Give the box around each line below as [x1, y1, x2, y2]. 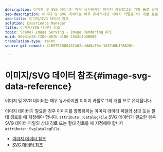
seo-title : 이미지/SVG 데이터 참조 [5, 16, 69, 21]
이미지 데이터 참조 [12, 135, 46, 141]
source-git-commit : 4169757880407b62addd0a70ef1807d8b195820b [5, 43, 134, 48]
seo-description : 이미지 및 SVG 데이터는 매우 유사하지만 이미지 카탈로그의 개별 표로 [5, 12, 158, 17]
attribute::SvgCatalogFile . [5, 125, 61, 132]
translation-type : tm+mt [5, 39, 55, 44]
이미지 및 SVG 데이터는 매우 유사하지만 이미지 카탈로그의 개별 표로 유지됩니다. [5, 97, 153, 103]
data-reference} [5, 81, 72, 92]
